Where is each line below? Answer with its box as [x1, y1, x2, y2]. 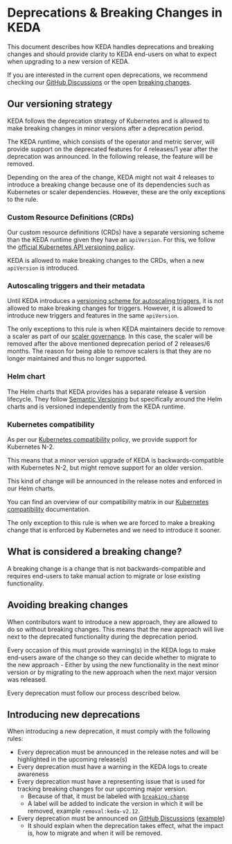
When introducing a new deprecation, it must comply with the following [7, 727, 211, 736]
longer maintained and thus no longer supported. [7, 354, 148, 363]
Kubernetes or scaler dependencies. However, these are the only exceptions [7, 187, 226, 196]
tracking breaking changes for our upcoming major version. [17, 785, 188, 793]
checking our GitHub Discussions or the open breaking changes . [7, 78, 192, 86]
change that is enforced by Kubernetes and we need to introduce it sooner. [7, 526, 222, 534]
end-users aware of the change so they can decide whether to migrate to [7, 653, 217, 662]
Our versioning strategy [7, 98, 113, 110]
